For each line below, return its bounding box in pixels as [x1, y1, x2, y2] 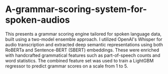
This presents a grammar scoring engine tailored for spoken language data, [5, 31, 162, 37]
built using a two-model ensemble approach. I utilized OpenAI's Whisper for [5, 36, 162, 42]
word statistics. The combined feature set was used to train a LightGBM [5, 57, 154, 63]
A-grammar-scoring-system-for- [5, 4, 147, 15]
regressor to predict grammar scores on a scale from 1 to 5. [5, 63, 128, 69]
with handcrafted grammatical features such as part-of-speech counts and [5, 52, 160, 58]
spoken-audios [5, 14, 70, 26]
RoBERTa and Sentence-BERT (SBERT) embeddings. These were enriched [5, 47, 159, 53]
